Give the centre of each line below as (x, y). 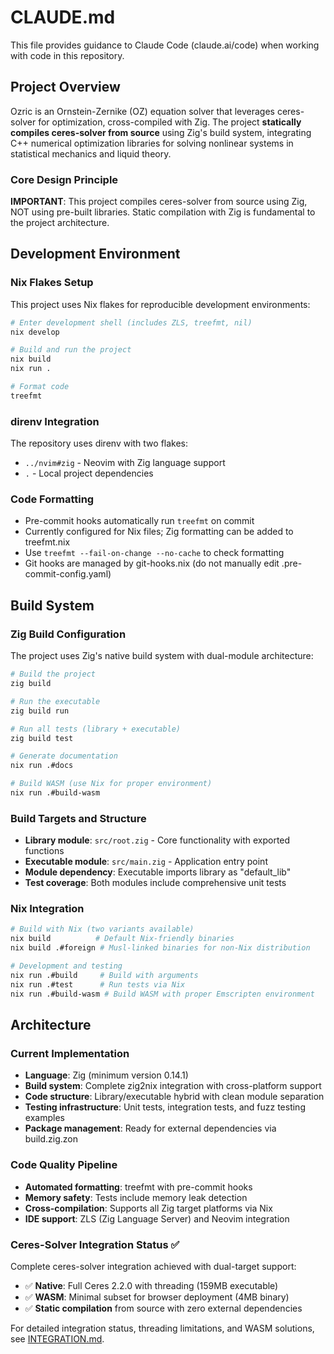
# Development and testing (66, 966)
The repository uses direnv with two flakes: (99, 443)
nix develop (35, 332)
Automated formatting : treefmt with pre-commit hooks (138, 1187)
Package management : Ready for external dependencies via (150, 1128)
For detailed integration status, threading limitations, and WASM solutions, (162, 1328)
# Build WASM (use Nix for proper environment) (111, 784)
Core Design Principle (64, 179)
